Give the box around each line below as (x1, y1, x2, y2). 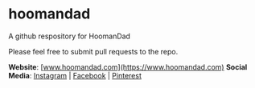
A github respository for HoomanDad (8, 31, 131, 41)
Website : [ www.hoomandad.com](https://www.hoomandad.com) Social (8, 62, 248, 72)
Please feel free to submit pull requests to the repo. (8, 46, 179, 56)
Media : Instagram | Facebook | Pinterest (8, 70, 142, 80)
